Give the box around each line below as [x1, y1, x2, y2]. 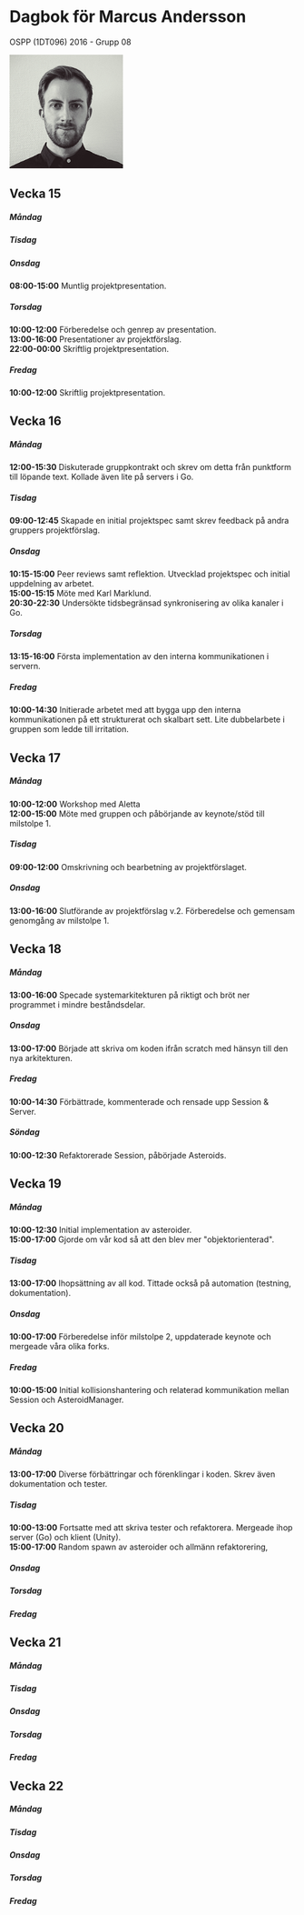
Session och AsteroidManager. [9, 1394, 124, 1406]
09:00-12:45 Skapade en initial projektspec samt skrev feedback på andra [9, 516, 289, 526]
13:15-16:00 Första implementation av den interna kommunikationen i [9, 651, 270, 662]
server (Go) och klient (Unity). [9, 1532, 122, 1543]
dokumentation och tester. [9, 1479, 108, 1489]
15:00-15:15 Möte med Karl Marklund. [9, 588, 152, 599]
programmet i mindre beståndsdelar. [9, 998, 146, 1010]
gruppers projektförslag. [9, 525, 101, 536]
